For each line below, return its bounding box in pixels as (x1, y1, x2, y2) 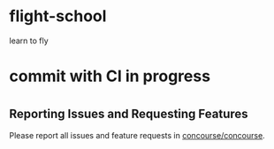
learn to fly (9, 35, 49, 46)
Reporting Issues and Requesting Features (9, 107, 249, 122)
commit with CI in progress (9, 66, 210, 86)
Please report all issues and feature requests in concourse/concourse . (9, 130, 265, 140)
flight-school (9, 6, 107, 26)
